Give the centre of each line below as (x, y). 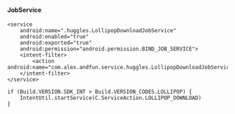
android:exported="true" (56, 43)
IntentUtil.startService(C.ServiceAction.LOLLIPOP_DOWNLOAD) (111, 98)
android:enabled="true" (55, 37)
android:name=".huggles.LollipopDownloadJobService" (98, 31)
